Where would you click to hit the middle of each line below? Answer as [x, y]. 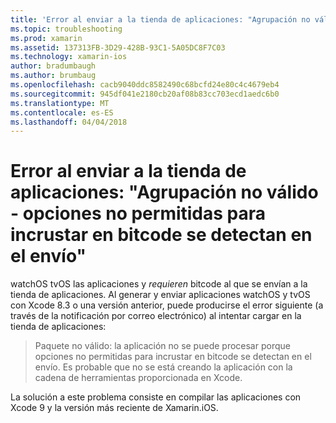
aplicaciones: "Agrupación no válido [164, 192]
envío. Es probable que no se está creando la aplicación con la [163, 367]
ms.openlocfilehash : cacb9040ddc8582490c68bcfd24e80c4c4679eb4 [145, 85]
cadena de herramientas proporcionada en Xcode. [138, 378]
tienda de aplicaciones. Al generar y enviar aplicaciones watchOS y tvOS [160, 295]
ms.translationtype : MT [60, 103]
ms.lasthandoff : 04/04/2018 [69, 122]
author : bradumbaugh [53, 66]
